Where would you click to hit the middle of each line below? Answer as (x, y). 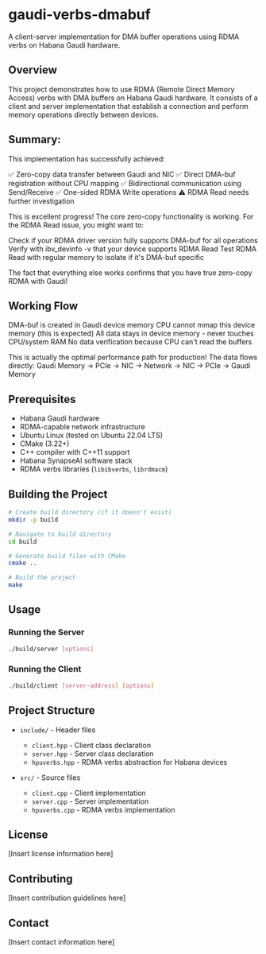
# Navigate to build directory (60, 534)
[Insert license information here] (61, 854)
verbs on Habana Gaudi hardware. (64, 45)
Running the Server (46, 632)
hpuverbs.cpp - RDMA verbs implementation (103, 809)
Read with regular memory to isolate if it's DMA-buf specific (106, 257)
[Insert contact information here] (62, 942)
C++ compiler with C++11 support (75, 452)
